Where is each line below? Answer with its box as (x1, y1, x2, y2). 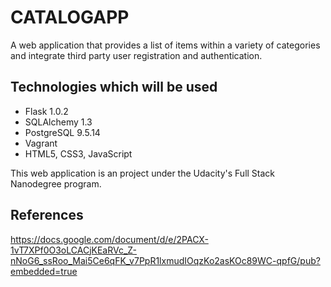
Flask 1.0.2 (24, 105, 69, 117)
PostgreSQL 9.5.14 (24, 126, 101, 138)
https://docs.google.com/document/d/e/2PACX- (10, 233, 209, 245)
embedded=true (10, 265, 78, 277)
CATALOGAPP (10, 6, 130, 29)
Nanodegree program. (10, 177, 102, 190)
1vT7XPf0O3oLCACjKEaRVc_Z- (10, 244, 138, 256)
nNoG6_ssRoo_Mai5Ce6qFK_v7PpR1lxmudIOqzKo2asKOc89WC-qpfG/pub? (10, 254, 321, 266)
